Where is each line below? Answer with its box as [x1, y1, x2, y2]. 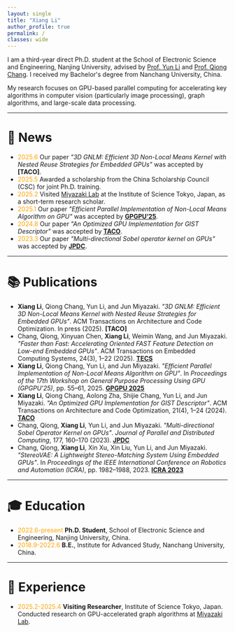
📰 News [7, 130, 52, 145]
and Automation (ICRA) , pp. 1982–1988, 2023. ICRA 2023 [17, 466, 184, 474]
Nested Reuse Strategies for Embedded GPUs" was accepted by [17, 160, 204, 168]
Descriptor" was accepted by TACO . [17, 227, 122, 236]
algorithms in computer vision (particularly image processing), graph [7, 92, 205, 100]
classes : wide [7, 36, 49, 43]
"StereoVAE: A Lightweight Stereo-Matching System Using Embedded [17, 451, 219, 459]
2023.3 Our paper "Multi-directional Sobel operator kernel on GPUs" [17, 235, 215, 243]
